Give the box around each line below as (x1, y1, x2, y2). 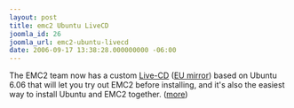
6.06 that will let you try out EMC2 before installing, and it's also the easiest (9, 80, 285, 90)
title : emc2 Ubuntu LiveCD (9, 21, 109, 30)
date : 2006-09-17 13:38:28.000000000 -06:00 (9, 46, 177, 55)
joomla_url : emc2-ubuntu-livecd (9, 37, 129, 47)
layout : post (9, 12, 58, 22)
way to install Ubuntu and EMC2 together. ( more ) (9, 89, 188, 100)
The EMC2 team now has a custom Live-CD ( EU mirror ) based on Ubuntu (9, 70, 277, 81)
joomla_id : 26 (9, 29, 62, 38)
